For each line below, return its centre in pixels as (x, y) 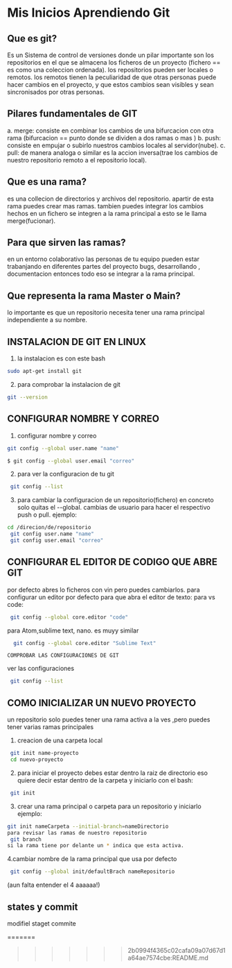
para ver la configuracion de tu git (65, 474)
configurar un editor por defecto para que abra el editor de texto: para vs (111, 597)
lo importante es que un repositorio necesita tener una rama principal (106, 312)
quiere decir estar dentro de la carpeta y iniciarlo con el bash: (105, 780)
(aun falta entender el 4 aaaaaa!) (54, 885)
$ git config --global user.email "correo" (71, 461)
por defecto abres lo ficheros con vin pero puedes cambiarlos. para (104, 590)
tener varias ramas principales (51, 727)
